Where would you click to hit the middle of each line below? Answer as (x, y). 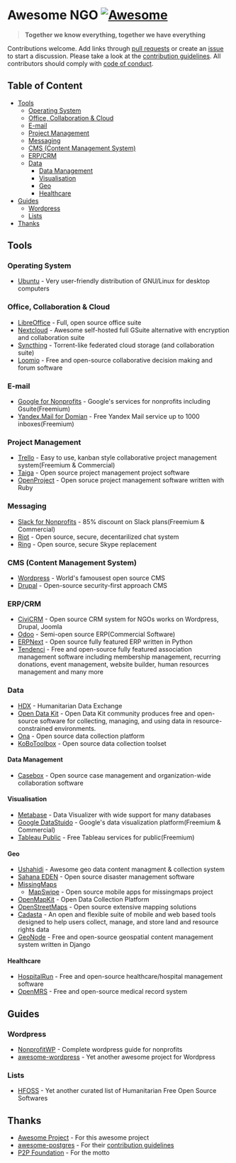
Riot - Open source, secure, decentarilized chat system (98, 537)
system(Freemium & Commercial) (66, 465)
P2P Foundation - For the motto (63, 1153)
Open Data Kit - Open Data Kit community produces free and (107, 713)
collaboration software (50, 783)
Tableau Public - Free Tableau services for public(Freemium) (106, 837)
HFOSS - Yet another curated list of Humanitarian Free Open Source (117, 1091)
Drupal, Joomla (40, 627)
